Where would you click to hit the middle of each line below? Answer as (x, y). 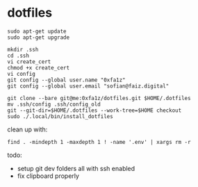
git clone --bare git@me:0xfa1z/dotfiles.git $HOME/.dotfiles (99, 98)
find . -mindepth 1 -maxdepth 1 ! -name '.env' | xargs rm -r (99, 142)
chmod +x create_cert (39, 67)
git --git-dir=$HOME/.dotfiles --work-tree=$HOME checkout (94, 110)
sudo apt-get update (37, 31)
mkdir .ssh (23, 49)
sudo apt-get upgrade (39, 37)
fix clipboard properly (48, 176)
